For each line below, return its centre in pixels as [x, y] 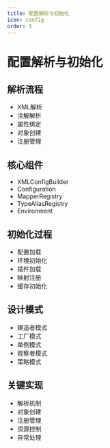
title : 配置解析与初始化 [38, 13]
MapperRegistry [40, 196]
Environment [35, 211]
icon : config [26, 20]
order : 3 [19, 26]
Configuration [36, 189]
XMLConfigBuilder [43, 182]
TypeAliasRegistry [42, 204]
